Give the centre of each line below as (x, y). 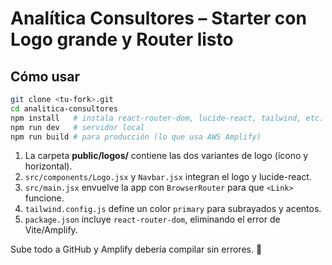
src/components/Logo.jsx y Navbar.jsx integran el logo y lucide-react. (168, 177)
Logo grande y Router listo (122, 39)
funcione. (44, 198)
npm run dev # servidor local (77, 127)
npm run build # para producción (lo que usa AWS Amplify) (136, 137)
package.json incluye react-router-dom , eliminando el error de (152, 219)
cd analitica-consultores (64, 108)
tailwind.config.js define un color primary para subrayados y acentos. (173, 209)
